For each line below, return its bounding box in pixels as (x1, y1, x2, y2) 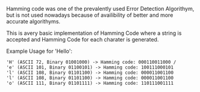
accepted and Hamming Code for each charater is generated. (6, 36, 159, 43)
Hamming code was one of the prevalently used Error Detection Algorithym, (6, 5, 195, 12)
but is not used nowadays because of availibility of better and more (6, 11, 173, 19)
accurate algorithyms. (6, 18, 61, 25)
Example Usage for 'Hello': (6, 48, 72, 55)
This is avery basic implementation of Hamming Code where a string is (6, 29, 182, 37)
